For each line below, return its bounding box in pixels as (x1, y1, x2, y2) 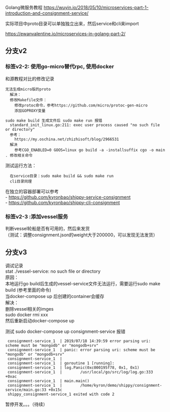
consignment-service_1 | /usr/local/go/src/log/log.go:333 (7, 369, 153, 374)
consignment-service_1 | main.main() (7, 378, 90, 384)
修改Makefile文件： (10, 97, 47, 102)
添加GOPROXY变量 (14, 108, 46, 113)
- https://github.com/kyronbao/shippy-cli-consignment (5, 199, 120, 205)
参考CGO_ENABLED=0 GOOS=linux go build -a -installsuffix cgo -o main (14, 147, 165, 153)
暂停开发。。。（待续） (5, 401, 48, 407)
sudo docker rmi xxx (5, 311, 48, 318)
